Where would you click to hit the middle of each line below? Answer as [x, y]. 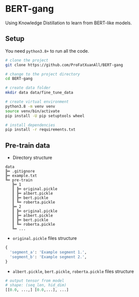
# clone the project [27, 60]
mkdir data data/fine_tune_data [39, 93]
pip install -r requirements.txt [40, 130]
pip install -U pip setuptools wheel [45, 116]
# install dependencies [30, 125]
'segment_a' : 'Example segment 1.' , [48, 252]
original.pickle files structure [45, 238]
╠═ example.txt [21, 176]
